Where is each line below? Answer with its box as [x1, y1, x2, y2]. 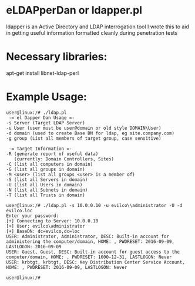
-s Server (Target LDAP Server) [6, 120, 85, 126]
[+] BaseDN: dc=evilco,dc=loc [6, 228, 80, 234]
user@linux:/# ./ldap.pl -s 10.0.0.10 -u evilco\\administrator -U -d [6, 202, 183, 208]
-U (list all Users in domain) [6, 182, 83, 188]
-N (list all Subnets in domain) [6, 187, 88, 193]
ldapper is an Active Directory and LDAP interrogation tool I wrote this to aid [6, 23, 190, 30]
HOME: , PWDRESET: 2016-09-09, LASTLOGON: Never [6, 264, 127, 270]
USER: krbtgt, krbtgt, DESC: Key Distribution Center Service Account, [6, 259, 185, 265]
